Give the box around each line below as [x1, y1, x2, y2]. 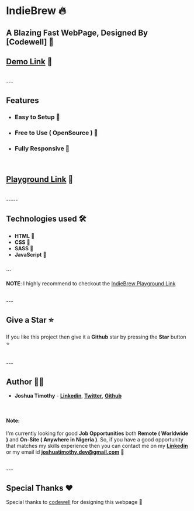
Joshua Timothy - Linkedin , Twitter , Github [14, 392, 122, 399]
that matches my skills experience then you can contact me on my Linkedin [6, 443, 188, 450]
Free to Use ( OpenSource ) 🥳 [14, 129, 98, 137]
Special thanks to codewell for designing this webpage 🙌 [6, 499, 143, 506]
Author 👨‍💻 [6, 377, 44, 386]
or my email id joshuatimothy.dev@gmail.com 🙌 [6, 448, 124, 455]
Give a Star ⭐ [6, 315, 54, 325]
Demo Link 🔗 [6, 57, 53, 67]
